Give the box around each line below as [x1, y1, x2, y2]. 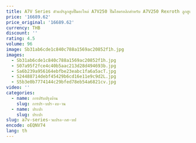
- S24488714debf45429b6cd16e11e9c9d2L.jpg [11, 74, 116, 79]
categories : [6, 90, 35, 96]
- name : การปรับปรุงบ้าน [11, 95, 59, 101]
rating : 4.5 [6, 36, 35, 41]
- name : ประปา [11, 106, 43, 112]
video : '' [6, 85, 30, 90]
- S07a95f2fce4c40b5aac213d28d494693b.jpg [11, 62, 116, 69]
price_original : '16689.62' [6, 19, 75, 25]
